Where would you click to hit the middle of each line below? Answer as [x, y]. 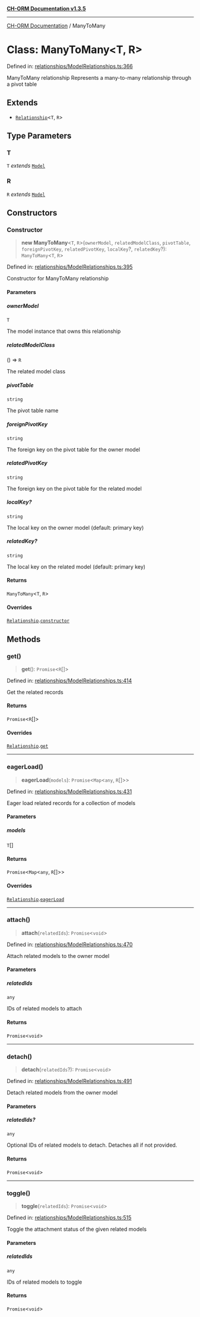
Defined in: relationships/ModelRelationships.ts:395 [70, 267]
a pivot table [22, 84]
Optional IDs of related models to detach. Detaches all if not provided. [92, 1145]
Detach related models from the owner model [62, 1093]
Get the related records [35, 692]
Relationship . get [28, 746]
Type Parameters [39, 136]
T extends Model [26, 166]
